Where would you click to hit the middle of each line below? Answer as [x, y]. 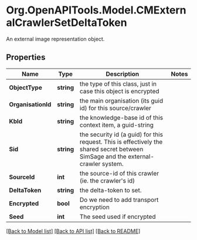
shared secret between [111, 149]
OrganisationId [30, 104]
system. [113, 164]
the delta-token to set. [111, 190]
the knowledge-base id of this [121, 117]
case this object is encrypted [119, 91]
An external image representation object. [55, 39]
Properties [26, 57]
